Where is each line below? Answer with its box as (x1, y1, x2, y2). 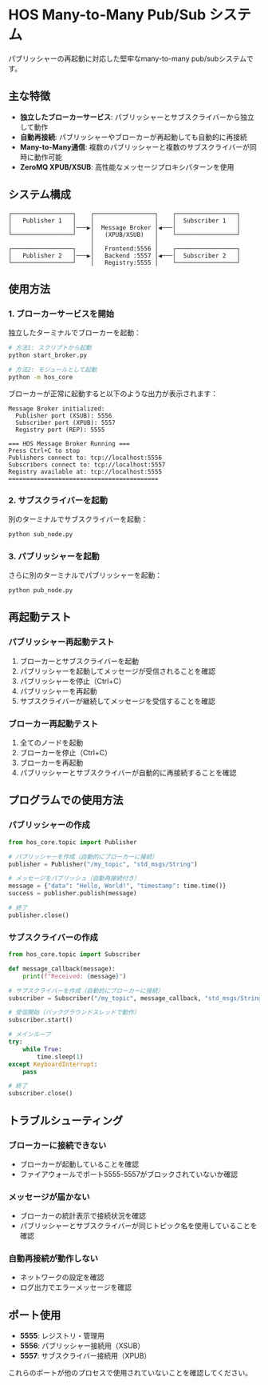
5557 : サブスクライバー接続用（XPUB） (19, 1351, 152, 1361)
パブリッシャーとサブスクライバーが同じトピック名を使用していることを (19, 1221, 258, 1231)
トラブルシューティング (8, 1114, 124, 1127)
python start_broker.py (8, 351, 88, 359)
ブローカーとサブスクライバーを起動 (19, 656, 140, 666)
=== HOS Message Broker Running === (8, 439, 130, 447)
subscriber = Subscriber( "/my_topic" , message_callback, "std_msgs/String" (8, 994, 266, 1003)
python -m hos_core (8, 373, 73, 381)
